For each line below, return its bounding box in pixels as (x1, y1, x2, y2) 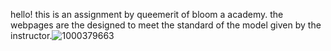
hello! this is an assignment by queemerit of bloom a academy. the (10, 9, 284, 20)
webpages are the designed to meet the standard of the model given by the (10, 19, 322, 31)
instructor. (10, 30, 53, 41)
